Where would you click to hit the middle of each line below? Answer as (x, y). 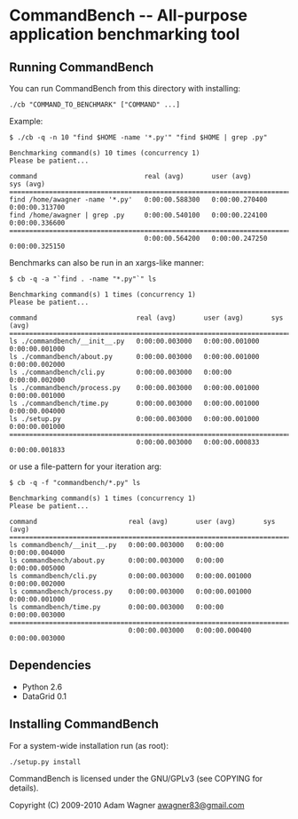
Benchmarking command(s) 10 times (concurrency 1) (105, 153)
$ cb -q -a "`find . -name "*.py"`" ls (83, 279)
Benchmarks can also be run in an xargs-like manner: (107, 262)
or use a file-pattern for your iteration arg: (86, 466)
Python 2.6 (42, 687)
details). (24, 788)
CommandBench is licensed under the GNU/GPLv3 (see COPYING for (136, 778)
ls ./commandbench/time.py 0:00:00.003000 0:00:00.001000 (134, 403)
